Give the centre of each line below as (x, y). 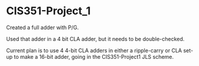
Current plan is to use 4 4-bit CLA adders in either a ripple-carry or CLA (94, 50)
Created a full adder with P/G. (42, 27)
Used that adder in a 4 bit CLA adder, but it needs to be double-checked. (95, 39)
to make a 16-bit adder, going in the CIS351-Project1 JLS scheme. (94, 56)
